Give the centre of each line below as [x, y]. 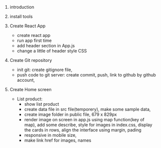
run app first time [34, 40]
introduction [22, 7]
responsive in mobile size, [50, 135]
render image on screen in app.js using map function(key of [84, 120]
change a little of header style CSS [52, 51]
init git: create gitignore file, [44, 70]
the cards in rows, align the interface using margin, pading [83, 130]
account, [26, 80]
